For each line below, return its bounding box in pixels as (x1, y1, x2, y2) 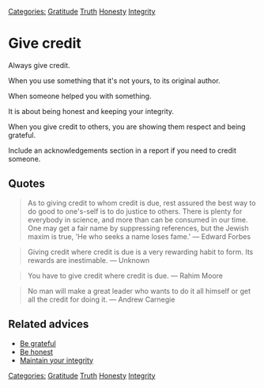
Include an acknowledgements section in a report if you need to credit (8, 146, 237, 155)
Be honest (19, 347, 54, 356)
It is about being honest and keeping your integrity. (8, 106, 175, 116)
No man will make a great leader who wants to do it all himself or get (27, 286, 251, 295)
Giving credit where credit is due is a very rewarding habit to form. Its (27, 247, 254, 257)
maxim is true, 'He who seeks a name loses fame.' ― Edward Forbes (27, 231, 251, 241)
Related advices (8, 318, 89, 331)
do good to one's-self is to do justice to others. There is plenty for (27, 206, 243, 216)
